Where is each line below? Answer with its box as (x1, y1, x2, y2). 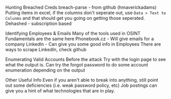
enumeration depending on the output (5, 67, 85, 73)
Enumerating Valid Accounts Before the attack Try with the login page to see (5, 56, 166, 62)
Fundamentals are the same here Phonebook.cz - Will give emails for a (5, 36, 154, 42)
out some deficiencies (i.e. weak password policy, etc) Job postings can (5, 82, 157, 88)
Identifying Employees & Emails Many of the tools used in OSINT (5, 30, 141, 36)
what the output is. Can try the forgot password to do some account (5, 62, 148, 68)
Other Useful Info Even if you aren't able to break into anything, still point (5, 77, 158, 83)
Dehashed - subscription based (5, 20, 72, 26)
